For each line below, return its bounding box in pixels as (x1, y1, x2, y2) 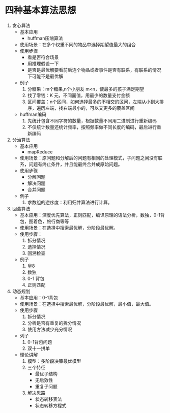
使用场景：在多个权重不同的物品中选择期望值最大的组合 (19, 41, 136, 47)
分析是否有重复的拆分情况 (27, 320, 81, 326)
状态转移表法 (35, 396, 62, 402)
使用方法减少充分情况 (27, 326, 72, 332)
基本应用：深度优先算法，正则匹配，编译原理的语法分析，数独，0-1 (19, 212, 161, 218)
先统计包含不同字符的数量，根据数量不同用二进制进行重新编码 (27, 117, 157, 123)
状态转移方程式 (35, 402, 67, 408)
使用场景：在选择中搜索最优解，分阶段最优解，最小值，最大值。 (19, 301, 154, 307)
